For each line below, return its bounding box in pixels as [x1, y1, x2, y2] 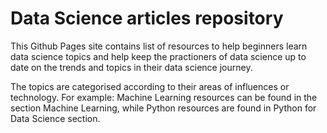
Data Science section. [10, 112, 101, 124]
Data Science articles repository [10, 7, 284, 30]
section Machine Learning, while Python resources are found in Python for [10, 102, 317, 114]
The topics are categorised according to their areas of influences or [10, 80, 290, 92]
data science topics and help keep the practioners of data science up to [10, 50, 307, 62]
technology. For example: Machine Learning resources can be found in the [10, 91, 318, 103]
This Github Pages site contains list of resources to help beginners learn [10, 40, 308, 52]
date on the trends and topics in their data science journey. [10, 61, 253, 73]
